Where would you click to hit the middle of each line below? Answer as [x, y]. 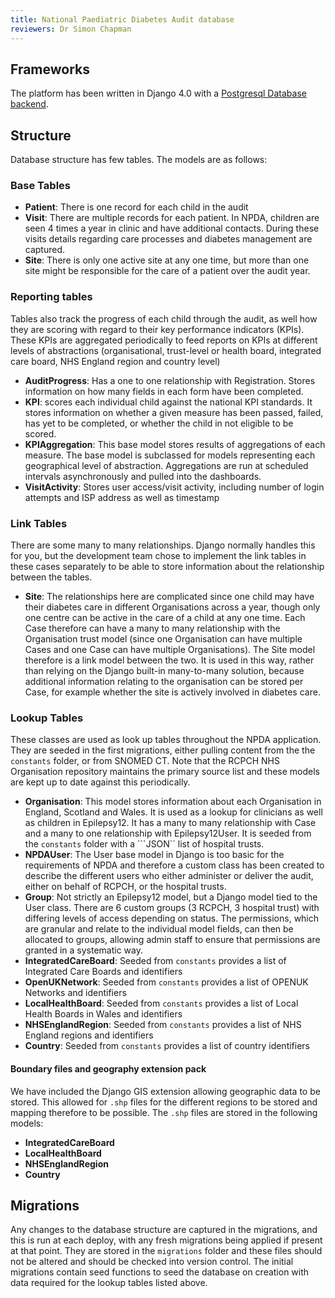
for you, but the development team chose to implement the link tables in [158, 556]
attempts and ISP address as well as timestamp [122, 497]
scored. [40, 433]
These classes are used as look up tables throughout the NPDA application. [166, 740]
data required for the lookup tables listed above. [109, 1283]
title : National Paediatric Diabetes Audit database [122, 19]
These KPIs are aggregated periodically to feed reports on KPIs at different [164, 340]
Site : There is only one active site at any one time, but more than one [167, 260]
